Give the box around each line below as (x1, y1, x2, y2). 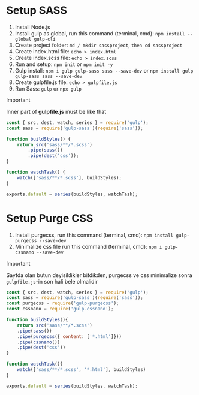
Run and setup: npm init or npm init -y (14, 61, 113, 68)
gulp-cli (34, 36, 56, 42)
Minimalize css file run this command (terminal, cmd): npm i (14, 243, 162, 250)
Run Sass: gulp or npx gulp (14, 85, 82, 92)
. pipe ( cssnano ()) (17, 339, 61, 345)
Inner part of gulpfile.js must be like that (6, 108, 107, 115)
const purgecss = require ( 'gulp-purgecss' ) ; (6, 300, 119, 306)
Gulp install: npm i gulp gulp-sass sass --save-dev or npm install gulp (14, 67, 194, 74)
